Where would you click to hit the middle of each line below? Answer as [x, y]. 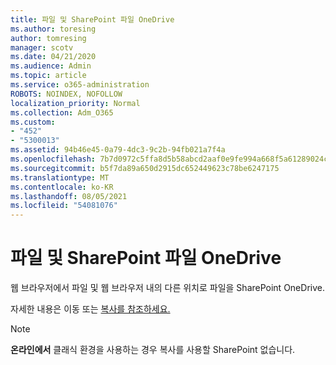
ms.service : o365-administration [80, 85]
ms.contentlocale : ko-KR [62, 187]
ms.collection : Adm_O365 [62, 112]
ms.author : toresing [53, 29]
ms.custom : [33, 122]
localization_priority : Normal [75, 103]
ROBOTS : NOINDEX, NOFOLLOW [66, 94]
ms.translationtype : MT [60, 177]
